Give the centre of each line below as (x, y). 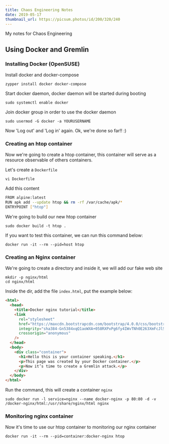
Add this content (22, 188)
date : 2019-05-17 (23, 15)
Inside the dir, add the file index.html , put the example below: (69, 291)
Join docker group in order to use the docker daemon (61, 112)
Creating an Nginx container (40, 257)
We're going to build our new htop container (51, 216)
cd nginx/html (20, 282)
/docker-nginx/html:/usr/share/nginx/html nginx (57, 404)
